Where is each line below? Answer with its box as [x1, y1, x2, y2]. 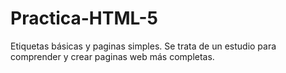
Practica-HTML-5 [10, 7, 159, 30]
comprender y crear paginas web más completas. [10, 50, 215, 62]
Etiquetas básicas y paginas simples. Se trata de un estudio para [10, 40, 277, 52]
